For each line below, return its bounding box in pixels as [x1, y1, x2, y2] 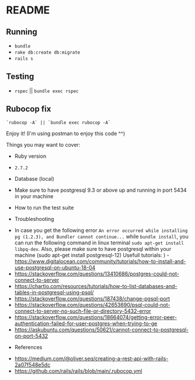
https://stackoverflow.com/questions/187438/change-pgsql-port [14, 295, 170, 302]
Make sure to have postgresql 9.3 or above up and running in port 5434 [14, 186, 187, 194]
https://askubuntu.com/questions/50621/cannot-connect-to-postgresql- [14, 326, 189, 333]
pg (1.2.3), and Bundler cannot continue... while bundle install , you [14, 233, 189, 240]
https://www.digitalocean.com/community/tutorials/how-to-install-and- [14, 258, 186, 265]
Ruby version [14, 153, 47, 160]
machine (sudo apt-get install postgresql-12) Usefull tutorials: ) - [14, 251, 169, 258]
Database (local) [14, 175, 54, 182]
